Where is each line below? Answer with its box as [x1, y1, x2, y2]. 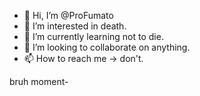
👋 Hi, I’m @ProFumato [23, 10, 114, 21]
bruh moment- [9, 76, 69, 87]
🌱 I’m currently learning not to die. [23, 31, 164, 42]
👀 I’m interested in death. [23, 20, 127, 32]
